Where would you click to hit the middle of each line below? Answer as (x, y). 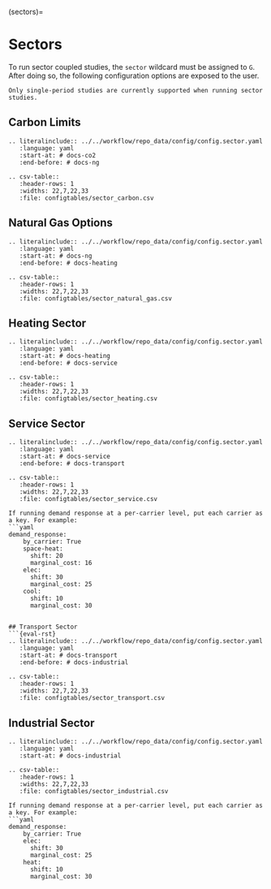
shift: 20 (46, 556)
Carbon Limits (45, 122)
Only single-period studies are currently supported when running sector (136, 90)
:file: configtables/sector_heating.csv (88, 399)
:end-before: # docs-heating (68, 263)
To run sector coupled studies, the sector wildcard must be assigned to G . (132, 67)
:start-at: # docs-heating (65, 356)
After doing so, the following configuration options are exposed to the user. (134, 76)
